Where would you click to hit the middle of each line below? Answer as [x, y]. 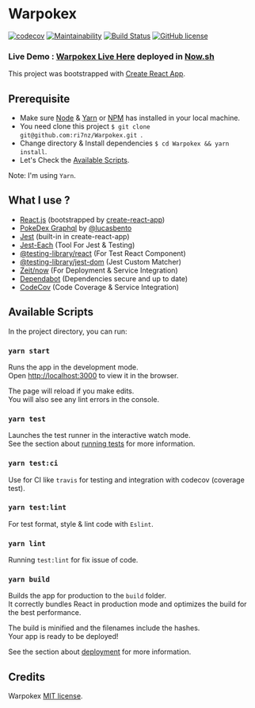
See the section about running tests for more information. [102, 444]
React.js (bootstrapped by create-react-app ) [92, 219]
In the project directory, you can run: [68, 331]
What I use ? [39, 201]
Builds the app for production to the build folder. [88, 596]
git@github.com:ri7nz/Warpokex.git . [81, 135]
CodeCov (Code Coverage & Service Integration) [99, 287]
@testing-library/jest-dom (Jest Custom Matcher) [101, 261]
